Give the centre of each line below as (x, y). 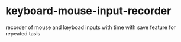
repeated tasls (23, 33)
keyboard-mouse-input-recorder (88, 11)
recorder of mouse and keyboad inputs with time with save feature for (90, 27)
